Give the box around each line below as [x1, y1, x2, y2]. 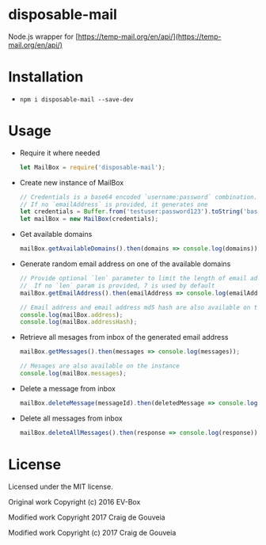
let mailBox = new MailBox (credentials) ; [19, 215, 159, 223]
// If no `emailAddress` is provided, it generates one [19, 200, 208, 208]
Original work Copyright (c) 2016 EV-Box [8, 497, 141, 506]
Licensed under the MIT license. [8, 482, 113, 491]
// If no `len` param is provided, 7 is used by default [19, 281, 215, 290]
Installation [8, 68, 84, 86]
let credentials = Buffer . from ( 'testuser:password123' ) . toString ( [19, 208, 244, 215]
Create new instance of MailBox [19, 177, 124, 187]
